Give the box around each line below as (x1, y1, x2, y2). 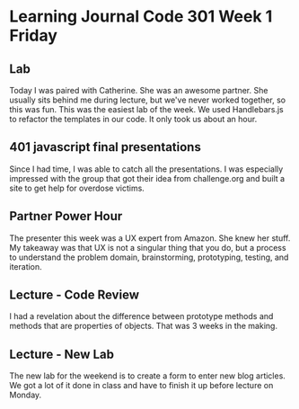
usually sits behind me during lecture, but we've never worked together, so (9, 94, 286, 105)
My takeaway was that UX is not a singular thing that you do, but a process (9, 242, 286, 253)
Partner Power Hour (9, 209, 123, 224)
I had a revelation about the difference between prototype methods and (9, 311, 274, 322)
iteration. (9, 261, 42, 271)
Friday (9, 25, 58, 46)
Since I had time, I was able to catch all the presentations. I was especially (9, 164, 284, 174)
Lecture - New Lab (9, 346, 115, 361)
